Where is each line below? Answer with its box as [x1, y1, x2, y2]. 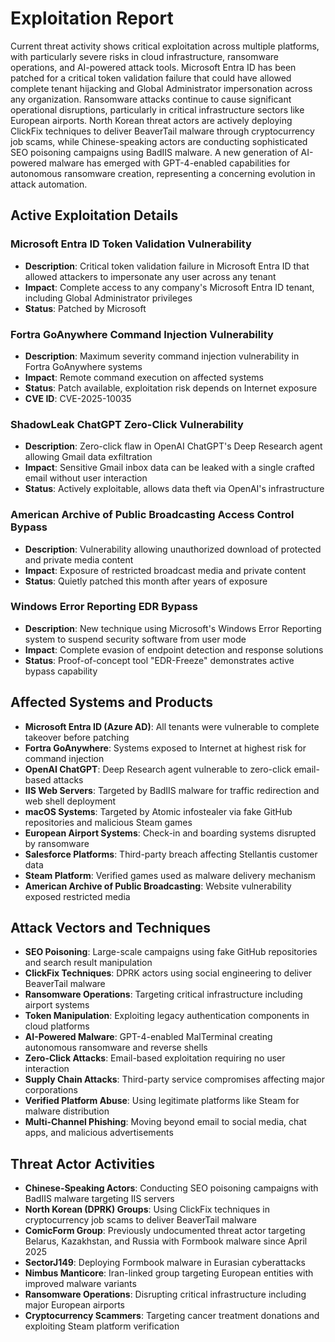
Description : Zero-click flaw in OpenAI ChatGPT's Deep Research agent [24, 440, 323, 452]
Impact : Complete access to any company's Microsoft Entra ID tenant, [24, 281, 315, 293]
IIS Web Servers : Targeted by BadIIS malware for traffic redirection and [24, 784, 320, 796]
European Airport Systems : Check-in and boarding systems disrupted [24, 827, 317, 839]
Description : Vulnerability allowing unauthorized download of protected [24, 543, 322, 555]
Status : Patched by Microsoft [24, 302, 147, 314]
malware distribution [24, 1105, 110, 1117]
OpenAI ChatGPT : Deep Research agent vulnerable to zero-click [24, 763, 292, 775]
